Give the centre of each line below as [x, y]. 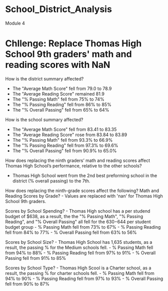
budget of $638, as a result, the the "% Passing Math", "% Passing [74, 216]
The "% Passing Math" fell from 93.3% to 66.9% [62, 140]
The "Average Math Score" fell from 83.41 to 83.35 [64, 129]
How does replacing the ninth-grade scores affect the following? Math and [82, 190]
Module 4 [15, 23]
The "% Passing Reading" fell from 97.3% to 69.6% [65, 145]
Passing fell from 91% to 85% [36, 258]
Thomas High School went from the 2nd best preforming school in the [85, 175]
